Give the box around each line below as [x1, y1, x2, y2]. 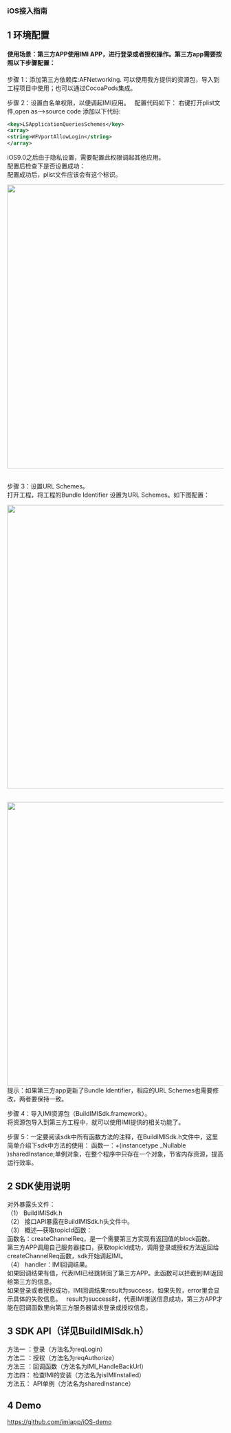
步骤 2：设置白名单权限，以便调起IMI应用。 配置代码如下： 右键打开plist [7, 98, 214, 107]
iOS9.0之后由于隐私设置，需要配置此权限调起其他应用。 [7, 153, 165, 162]
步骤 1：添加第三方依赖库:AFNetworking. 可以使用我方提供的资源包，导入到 [7, 75, 220, 83]
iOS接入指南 [7, 6, 48, 15]
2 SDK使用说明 [7, 1181, 71, 1192]
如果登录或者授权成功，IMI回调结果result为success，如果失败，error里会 [7, 1286, 214, 1294]
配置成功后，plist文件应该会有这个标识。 [7, 171, 122, 179]
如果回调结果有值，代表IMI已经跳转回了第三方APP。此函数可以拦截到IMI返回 [7, 1269, 223, 1277]
